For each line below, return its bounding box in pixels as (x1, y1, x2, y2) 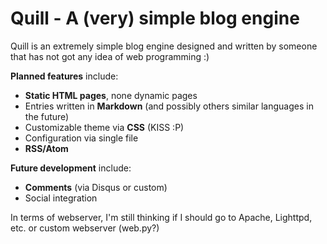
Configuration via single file (24, 132, 139, 144)
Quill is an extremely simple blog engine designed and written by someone (10, 40, 318, 52)
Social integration (24, 192, 98, 204)
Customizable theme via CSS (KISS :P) (24, 121, 185, 133)
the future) (24, 110, 70, 122)
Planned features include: (10, 70, 119, 82)
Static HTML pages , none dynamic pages (24, 89, 198, 101)
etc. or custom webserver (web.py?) (10, 222, 160, 234)
